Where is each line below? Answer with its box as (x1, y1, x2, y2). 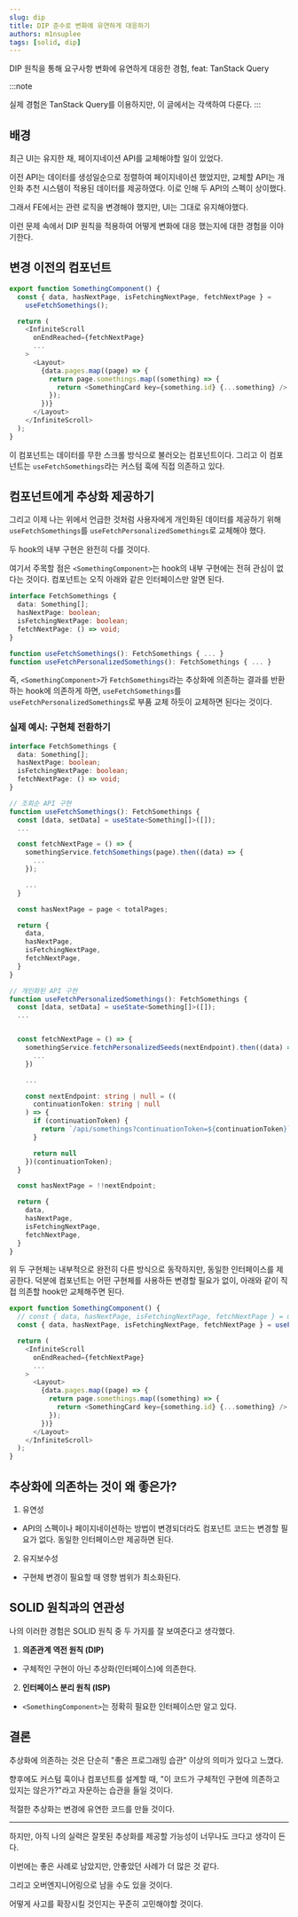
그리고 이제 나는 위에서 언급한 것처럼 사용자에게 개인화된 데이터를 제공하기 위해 (9, 514, 282, 525)
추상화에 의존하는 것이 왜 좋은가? (9, 1479, 177, 1494)
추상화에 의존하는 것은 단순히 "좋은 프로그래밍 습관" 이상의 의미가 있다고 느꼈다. (9, 1755, 284, 1765)
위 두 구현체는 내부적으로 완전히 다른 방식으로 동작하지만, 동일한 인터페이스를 (9, 1264, 275, 1274)
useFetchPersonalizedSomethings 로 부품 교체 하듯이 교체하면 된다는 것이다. (9, 697, 273, 707)
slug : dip (9, 12, 46, 22)
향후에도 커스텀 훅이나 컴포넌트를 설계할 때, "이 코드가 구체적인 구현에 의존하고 (9, 1773, 280, 1784)
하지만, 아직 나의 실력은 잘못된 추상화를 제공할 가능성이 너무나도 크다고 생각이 (9, 1830, 277, 1842)
